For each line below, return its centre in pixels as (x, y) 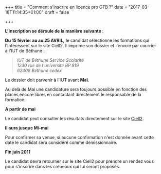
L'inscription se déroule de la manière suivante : (54, 31)
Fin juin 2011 (18, 152)
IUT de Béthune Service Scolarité (50, 60)
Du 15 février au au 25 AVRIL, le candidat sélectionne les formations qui (77, 40)
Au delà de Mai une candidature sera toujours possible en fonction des (76, 89)
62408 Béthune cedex (39, 70)
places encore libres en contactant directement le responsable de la (73, 95)
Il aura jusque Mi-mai (27, 128)
